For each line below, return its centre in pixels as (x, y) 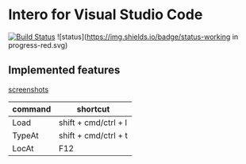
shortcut (93, 109)
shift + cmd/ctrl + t (93, 135)
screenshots (29, 89)
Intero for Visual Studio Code (106, 15)
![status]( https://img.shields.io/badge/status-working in (148, 37)
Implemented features (64, 70)
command (32, 109)
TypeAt (25, 135)
